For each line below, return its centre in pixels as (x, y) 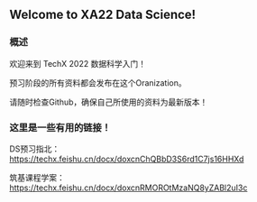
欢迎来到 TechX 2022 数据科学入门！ (78, 63)
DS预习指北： (35, 149)
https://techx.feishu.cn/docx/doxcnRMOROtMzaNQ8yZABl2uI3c (128, 188)
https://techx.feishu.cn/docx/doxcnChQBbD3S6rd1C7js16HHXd (127, 159)
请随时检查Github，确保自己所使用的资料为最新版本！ (109, 102)
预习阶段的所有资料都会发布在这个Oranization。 (98, 83)
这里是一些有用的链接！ (60, 127)
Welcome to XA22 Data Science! (103, 15)
